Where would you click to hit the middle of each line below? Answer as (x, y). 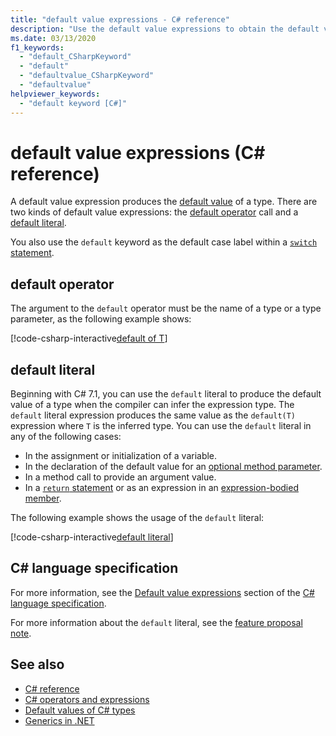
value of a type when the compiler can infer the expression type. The (152, 405)
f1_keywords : (37, 47)
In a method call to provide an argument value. (120, 477)
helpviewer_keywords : (55, 94)
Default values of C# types (80, 710)
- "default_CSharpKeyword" (75, 57)
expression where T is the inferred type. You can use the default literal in (161, 426)
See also (37, 664)
